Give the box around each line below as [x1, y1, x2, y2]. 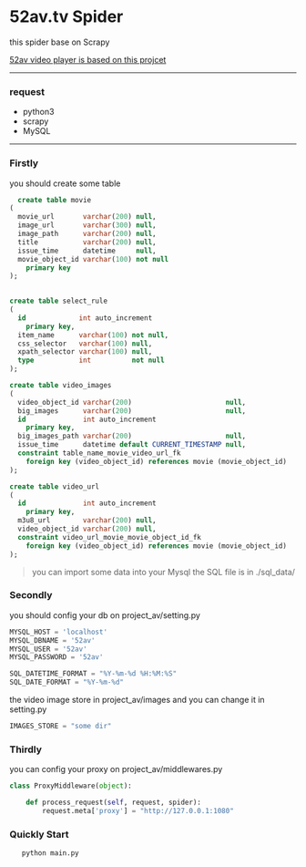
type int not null [17, 356, 166, 366]
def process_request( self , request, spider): [25, 798, 202, 808]
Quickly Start [9, 828, 70, 841]
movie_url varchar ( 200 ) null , [17, 212, 157, 222]
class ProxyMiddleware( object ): [9, 781, 132, 790]
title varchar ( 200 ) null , [17, 237, 157, 247]
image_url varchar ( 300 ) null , [17, 221, 157, 230]
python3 [22, 107, 55, 118]
